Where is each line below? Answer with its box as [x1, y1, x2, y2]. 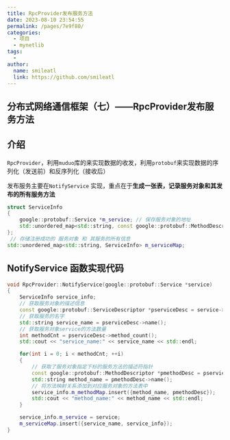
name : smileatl [13, 67, 57, 74]
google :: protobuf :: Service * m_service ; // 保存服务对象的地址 [19, 216, 192, 223]
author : [7, 61, 29, 68]
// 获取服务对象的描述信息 [19, 300, 85, 307]
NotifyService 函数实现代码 [7, 263, 125, 274]
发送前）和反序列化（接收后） [25, 167, 110, 175]
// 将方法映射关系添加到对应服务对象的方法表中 [31, 383, 149, 389]
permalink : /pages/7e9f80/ [7, 23, 84, 29]
